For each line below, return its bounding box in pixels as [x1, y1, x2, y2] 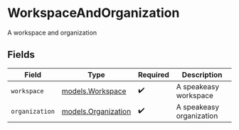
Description [181, 69, 223, 79]
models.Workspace [61, 86, 127, 96]
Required [137, 69, 169, 79]
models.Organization [61, 106, 132, 116]
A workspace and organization [7, 28, 97, 37]
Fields [7, 49, 36, 61]
